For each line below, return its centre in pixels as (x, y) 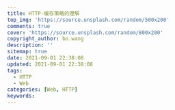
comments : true (29, 26)
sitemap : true (27, 52)
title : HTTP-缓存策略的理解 (43, 13)
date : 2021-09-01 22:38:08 (45, 58)
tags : (15, 70)
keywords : (21, 96)
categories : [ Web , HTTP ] (42, 90)
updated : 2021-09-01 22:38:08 (50, 64)
